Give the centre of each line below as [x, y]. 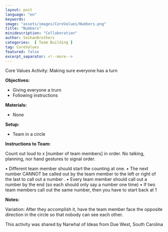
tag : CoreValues [22, 47]
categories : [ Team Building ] [39, 43]
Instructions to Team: [28, 144]
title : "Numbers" [23, 29]
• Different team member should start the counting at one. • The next [77, 169]
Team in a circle [29, 134]
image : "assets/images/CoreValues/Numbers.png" [56, 24]
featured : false [22, 52]
